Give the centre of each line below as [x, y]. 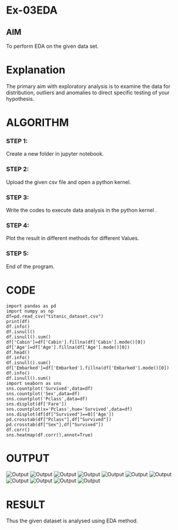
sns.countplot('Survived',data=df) [50, 389]
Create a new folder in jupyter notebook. [55, 154]
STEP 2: [18, 169]
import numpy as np [30, 311]
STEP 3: [18, 197]
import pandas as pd [31, 306]
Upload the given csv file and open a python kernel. [68, 182]
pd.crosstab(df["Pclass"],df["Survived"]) [59, 419]
